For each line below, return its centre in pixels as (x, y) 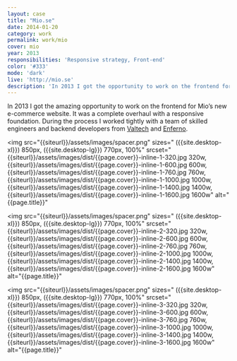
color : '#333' (28, 66)
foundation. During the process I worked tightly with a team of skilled (108, 122)
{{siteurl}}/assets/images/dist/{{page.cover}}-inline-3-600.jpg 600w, (108, 312)
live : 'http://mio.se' (41, 79)
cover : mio (23, 47)
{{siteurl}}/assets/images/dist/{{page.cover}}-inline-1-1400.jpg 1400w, (110, 187)
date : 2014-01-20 (33, 27)
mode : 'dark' (26, 73)
